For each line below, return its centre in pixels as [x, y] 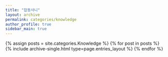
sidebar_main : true [26, 29]
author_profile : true [28, 24]
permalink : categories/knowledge [41, 19]
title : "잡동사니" [23, 10]
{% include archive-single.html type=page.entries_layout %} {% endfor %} [84, 49]
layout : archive [23, 15]
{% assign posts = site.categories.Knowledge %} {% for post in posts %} [82, 43]
